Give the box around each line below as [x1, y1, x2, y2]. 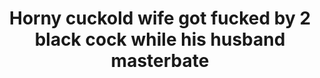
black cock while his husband [34, 28, 286, 51]
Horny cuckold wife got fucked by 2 [8, 7, 312, 30]
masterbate [110, 50, 210, 72]
